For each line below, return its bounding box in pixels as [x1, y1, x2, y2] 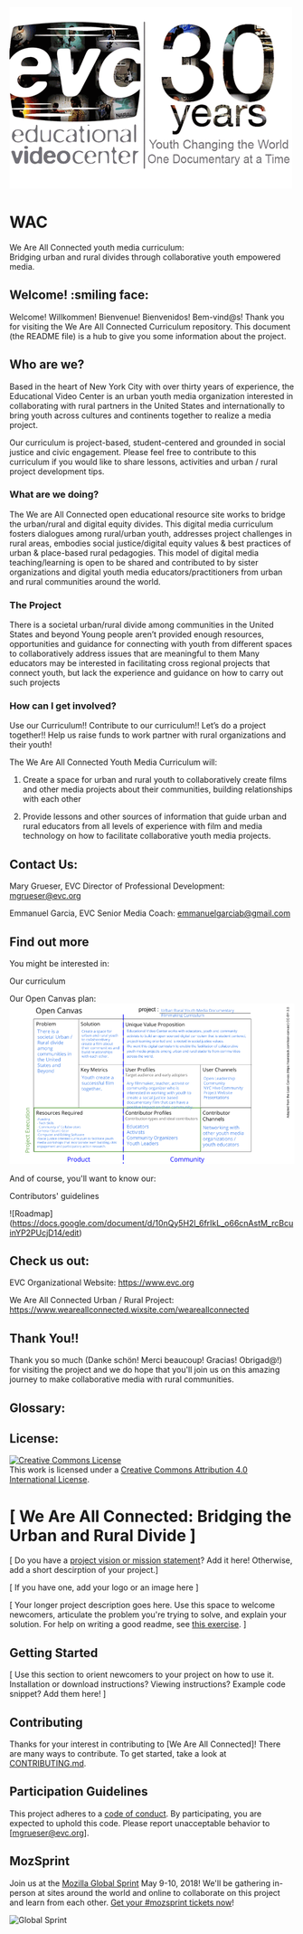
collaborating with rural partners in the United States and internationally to [9, 400, 285, 411]
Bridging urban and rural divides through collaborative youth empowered [9, 252, 281, 262]
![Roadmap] [9, 1207, 53, 1219]
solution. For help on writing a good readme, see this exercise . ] [9, 1619, 247, 1630]
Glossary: [9, 1400, 66, 1415]
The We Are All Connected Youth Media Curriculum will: [9, 757, 218, 767]
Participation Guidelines [9, 1784, 148, 1799]
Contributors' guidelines [9, 1190, 99, 1201]
